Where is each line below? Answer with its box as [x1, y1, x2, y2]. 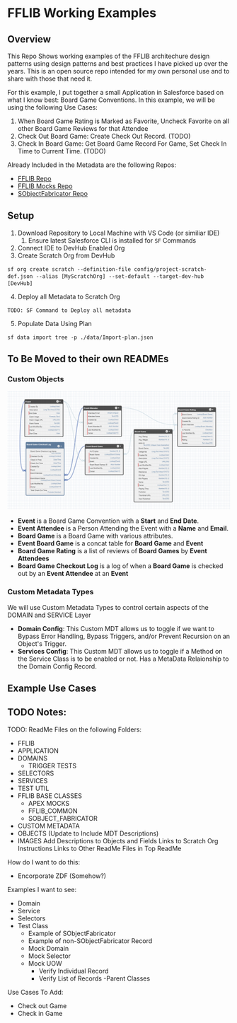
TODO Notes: [7, 706, 67, 719]
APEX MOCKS [28, 799, 69, 807]
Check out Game [17, 1001, 67, 1010]
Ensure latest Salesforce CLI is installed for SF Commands [28, 236, 197, 245]
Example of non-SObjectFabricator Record [28, 936, 153, 945]
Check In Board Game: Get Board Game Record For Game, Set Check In [17, 139, 227, 148]
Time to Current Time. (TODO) [17, 147, 106, 155]
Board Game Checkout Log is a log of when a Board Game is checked [17, 562, 224, 570]
